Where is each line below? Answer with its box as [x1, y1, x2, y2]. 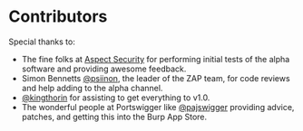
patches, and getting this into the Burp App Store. [21, 111, 208, 122]
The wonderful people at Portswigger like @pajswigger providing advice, [21, 101, 295, 112]
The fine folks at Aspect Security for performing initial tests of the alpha [21, 53, 290, 64]
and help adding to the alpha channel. [21, 82, 163, 93]
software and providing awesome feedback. [21, 63, 187, 74]
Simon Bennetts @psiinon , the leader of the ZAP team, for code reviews [21, 72, 291, 83]
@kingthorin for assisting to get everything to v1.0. [21, 92, 210, 103]
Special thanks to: [8, 36, 76, 47]
